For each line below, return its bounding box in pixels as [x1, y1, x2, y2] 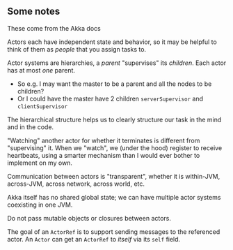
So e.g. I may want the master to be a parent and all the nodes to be [17, 80, 212, 88]
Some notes [7, 6, 61, 17]
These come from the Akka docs [7, 24, 101, 32]
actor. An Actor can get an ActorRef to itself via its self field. [7, 235, 181, 243]
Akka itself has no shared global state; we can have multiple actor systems [7, 193, 221, 201]
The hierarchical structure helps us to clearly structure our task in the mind [7, 115, 222, 124]
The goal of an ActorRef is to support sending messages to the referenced [7, 227, 220, 236]
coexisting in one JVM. [7, 200, 73, 209]
